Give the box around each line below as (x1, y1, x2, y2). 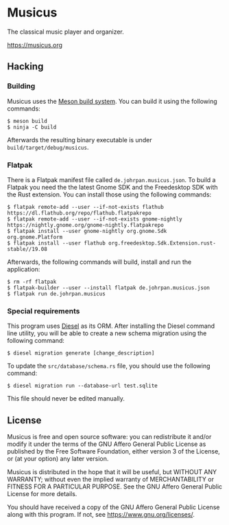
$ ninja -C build (7, 124, 57, 131)
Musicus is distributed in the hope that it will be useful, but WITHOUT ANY (7, 468, 217, 476)
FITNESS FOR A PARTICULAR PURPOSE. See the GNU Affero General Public (7, 482, 223, 491)
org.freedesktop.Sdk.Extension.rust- (108, 239, 216, 247)
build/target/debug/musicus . (7, 143, 89, 151)
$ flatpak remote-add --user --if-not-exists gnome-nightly (7, 215, 183, 223)
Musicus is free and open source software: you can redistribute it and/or (7, 433, 212, 441)
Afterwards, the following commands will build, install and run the (7, 258, 192, 266)
